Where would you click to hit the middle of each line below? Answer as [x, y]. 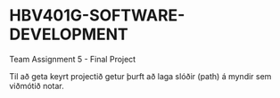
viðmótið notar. [37, 86]
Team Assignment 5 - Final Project [73, 59]
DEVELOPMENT [69, 34]
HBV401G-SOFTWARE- [97, 16]
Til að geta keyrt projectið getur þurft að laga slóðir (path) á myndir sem [140, 76]
